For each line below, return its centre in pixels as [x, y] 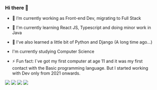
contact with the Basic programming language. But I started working [80, 68]
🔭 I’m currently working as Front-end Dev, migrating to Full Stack [77, 18]
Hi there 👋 [17, 8]
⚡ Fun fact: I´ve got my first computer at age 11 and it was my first [77, 61]
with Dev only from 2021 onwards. [46, 73]
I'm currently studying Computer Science [53, 52]
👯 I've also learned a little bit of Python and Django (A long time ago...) [82, 42]
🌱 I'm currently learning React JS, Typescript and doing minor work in [81, 28]
